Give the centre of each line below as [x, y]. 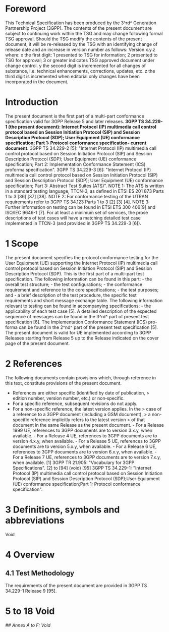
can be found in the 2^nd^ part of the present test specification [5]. [88, 327]
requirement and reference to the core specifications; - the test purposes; [82, 290]
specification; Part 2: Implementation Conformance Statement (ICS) [75, 164]
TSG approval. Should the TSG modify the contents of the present [74, 39]
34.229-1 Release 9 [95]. [31, 591]
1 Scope [22, 244]
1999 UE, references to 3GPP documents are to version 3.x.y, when [82, 430]
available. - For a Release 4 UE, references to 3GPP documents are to [85, 436]
